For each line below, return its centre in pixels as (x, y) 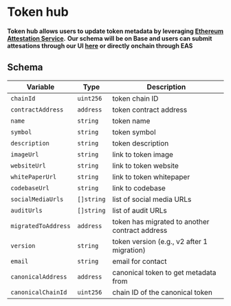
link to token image (143, 154)
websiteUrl (28, 165)
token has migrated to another (161, 221)
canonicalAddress (39, 277)
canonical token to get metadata (164, 272)
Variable (41, 87)
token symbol (134, 132)
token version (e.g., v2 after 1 (160, 241)
